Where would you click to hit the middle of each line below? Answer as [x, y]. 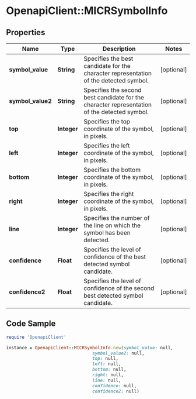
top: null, [105, 359]
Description [119, 49]
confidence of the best [115, 257]
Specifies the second [113, 90]
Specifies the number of [117, 218]
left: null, [107, 364]
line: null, [107, 380]
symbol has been [107, 233]
